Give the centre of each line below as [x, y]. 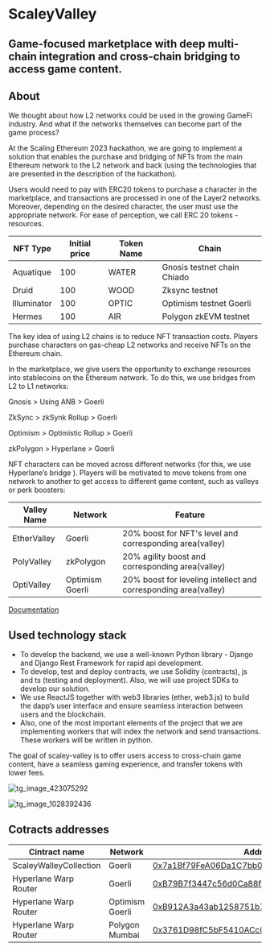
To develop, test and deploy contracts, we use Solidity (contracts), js [133, 672]
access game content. [65, 69]
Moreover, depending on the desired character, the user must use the [123, 207]
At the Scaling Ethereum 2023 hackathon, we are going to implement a [125, 148]
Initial [80, 244]
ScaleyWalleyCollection [57, 866]
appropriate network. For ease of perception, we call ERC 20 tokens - [123, 215]
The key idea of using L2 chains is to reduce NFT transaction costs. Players [133, 337]
